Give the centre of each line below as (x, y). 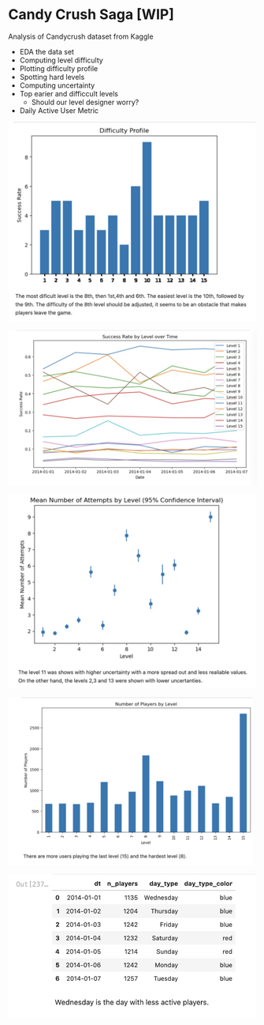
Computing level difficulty (61, 60)
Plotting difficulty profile (59, 68)
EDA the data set (47, 51)
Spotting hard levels (52, 77)
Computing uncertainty (57, 85)
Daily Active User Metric (59, 110)
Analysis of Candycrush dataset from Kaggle (81, 36)
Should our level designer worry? (85, 102)
